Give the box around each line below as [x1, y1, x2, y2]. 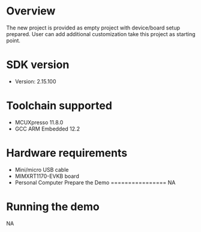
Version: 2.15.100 [14, 78, 56, 85]
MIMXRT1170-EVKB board [14, 172, 79, 180]
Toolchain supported [6, 99, 113, 112]
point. [6, 37, 21, 44]
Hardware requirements [6, 146, 128, 160]
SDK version [6, 58, 70, 72]
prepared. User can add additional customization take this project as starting [6, 30, 196, 37]
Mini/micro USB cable [14, 166, 69, 173]
